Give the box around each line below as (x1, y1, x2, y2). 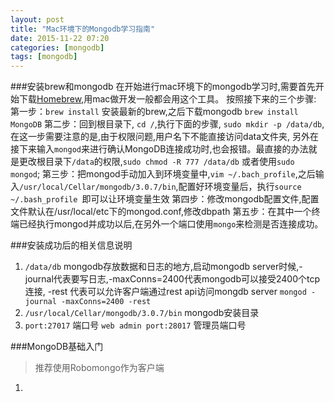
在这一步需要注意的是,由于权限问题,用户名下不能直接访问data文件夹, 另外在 (10, 131, 319, 143)
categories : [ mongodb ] (10, 42, 105, 53)
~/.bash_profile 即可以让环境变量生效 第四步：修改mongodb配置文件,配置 (10, 193, 320, 205)
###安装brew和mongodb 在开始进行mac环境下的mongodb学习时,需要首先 (10, 81, 316, 93)
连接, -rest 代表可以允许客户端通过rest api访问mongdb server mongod (24, 286, 307, 298)
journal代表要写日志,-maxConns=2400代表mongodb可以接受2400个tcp (24, 273, 321, 285)
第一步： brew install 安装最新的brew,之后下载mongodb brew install (10, 106, 299, 118)
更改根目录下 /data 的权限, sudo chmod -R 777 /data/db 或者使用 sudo (18, 156, 295, 168)
